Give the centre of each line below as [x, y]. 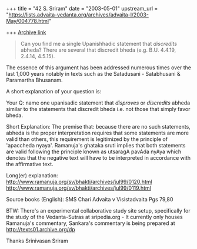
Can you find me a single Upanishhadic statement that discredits [99, 44]
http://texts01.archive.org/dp [41, 229]
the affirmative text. [30, 164]
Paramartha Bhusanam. [34, 80]
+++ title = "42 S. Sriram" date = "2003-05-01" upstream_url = [82, 9]
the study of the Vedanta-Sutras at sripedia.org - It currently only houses [95, 217]
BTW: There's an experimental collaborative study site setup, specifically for [98, 211]
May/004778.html [27, 21]
